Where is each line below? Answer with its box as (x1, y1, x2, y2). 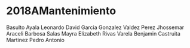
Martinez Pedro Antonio (6, 36, 65, 43)
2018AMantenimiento (6, 4, 117, 18)
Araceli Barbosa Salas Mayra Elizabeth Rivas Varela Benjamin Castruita (6, 30, 181, 37)
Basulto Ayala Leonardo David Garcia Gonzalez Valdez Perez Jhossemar (6, 24, 185, 31)
